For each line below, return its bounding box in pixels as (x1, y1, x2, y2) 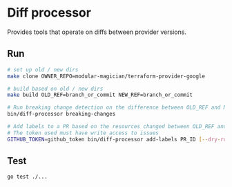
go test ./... (7, 173, 48, 181)
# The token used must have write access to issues (7, 130, 159, 136)
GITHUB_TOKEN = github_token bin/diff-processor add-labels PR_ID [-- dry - (7, 136, 221, 143)
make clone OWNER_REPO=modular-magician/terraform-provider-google (7, 73, 206, 80)
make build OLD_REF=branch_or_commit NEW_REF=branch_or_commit (7, 91, 193, 98)
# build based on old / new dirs (7, 85, 104, 92)
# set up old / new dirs (7, 66, 79, 73)
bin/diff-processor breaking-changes (7, 111, 116, 118)
